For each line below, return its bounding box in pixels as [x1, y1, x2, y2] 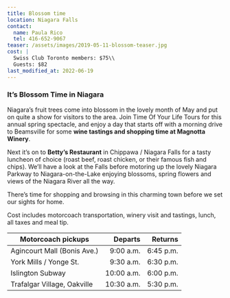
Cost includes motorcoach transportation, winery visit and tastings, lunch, [7, 210, 216, 219]
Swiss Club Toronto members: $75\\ [13, 55, 115, 62]
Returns [152, 234, 179, 244]
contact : [7, 23, 32, 29]
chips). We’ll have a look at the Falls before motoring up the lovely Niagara [7, 162, 218, 171]
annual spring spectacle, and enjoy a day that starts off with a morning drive [7, 120, 223, 128]
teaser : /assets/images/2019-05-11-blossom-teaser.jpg [7, 42, 168, 49]
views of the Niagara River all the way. [7, 177, 115, 185]
